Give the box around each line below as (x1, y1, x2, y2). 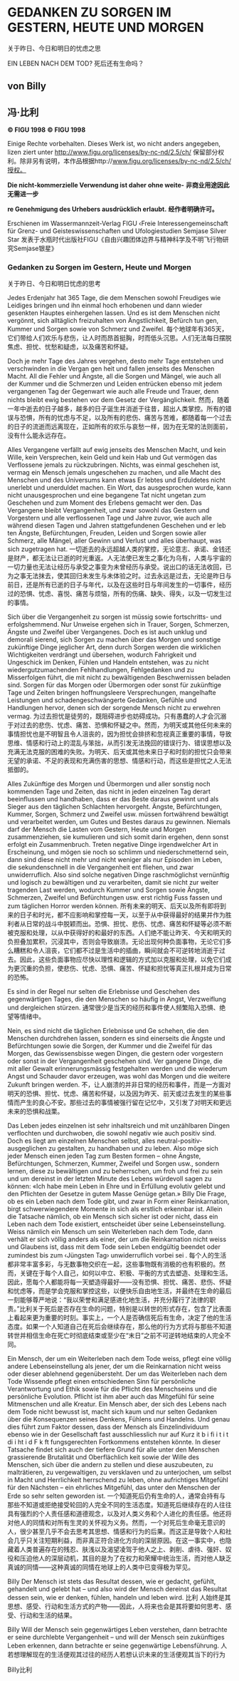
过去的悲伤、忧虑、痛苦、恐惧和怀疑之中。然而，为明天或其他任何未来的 (19, 721, 232, 729)
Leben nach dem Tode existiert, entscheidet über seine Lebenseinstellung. (7, 1220, 226, 1228)
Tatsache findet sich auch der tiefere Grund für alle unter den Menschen (7, 1445, 220, 1454)
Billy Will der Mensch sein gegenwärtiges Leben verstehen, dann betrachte (7, 1625, 228, 1634)
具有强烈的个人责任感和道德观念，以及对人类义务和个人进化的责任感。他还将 (7, 1509, 232, 1518)
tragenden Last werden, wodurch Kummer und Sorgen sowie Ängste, (7, 885, 211, 895)
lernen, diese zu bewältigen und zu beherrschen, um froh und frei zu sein (7, 1167, 223, 1176)
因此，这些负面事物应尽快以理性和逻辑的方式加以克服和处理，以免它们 (19, 955, 225, 964)
